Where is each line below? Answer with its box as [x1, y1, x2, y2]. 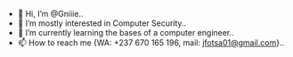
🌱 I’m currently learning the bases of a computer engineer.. [17, 28, 234, 37]
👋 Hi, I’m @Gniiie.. [17, 9, 84, 19]
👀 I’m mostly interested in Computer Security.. [17, 18, 187, 28]
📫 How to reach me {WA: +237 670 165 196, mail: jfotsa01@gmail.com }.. [17, 37, 285, 48]
